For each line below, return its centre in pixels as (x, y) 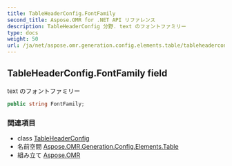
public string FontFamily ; (46, 104)
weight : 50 (23, 39)
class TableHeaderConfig (53, 138)
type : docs (23, 33)
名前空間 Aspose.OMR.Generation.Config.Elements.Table (98, 146)
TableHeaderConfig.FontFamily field (87, 73)
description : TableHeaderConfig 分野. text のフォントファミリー (97, 26)
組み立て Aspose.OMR (49, 155)
